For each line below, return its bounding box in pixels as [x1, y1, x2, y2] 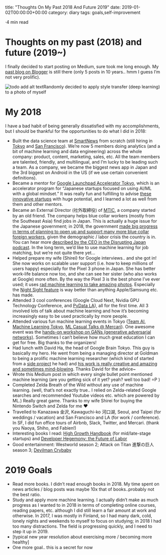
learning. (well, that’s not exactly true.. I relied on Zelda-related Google [12, 387, 157, 393]
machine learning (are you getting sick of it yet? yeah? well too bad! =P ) [12, 376, 160, 382]
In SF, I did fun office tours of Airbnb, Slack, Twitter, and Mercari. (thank [12, 420, 160, 426]
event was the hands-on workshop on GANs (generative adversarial [12, 329, 151, 335]
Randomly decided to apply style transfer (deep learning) [43, 84, 160, 90]
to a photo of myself [5, 89, 47, 95]
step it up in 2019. [12, 528, 49, 534]
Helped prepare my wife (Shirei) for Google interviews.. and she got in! [12, 255, 157, 261]
